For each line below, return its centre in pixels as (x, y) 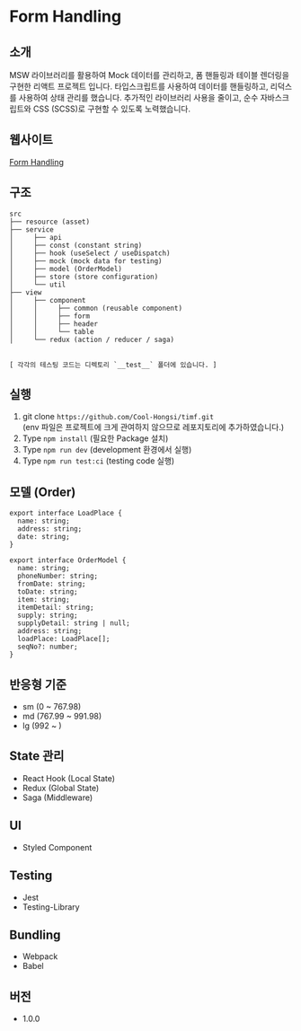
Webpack (40, 956)
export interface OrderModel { (68, 560)
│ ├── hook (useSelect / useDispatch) (90, 253)
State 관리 (37, 756)
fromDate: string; (52, 584)
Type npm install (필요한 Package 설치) (95, 438)
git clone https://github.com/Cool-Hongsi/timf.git (118, 417)
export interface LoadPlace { (66, 514)
